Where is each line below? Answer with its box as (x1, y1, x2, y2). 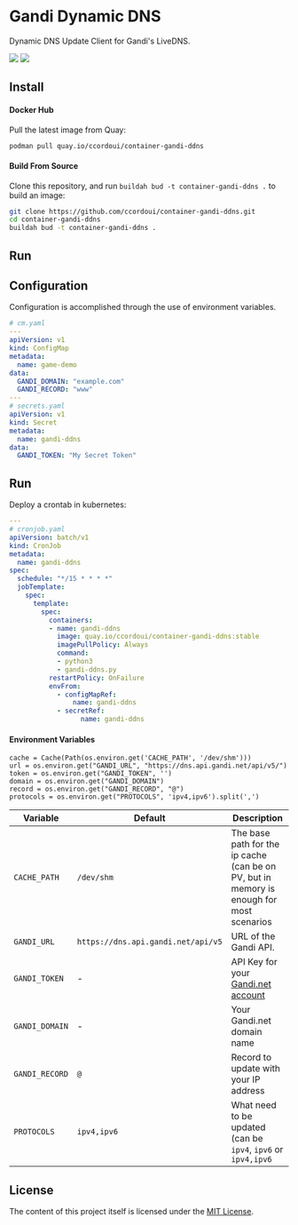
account (231, 989, 266, 1001)
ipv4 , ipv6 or (231, 1143, 284, 1156)
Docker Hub (9, 104, 55, 115)
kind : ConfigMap (9, 344, 69, 353)
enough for (231, 894, 278, 906)
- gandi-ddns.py (56, 664, 117, 674)
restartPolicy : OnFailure (48, 673, 145, 682)
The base (231, 827, 271, 839)
